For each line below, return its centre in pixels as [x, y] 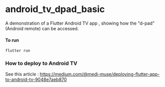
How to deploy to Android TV [41, 63]
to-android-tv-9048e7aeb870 [36, 79]
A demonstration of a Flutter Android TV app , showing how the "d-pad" [80, 23]
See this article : [22, 74]
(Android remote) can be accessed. [42, 28]
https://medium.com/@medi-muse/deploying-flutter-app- [100, 74]
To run [12, 40]
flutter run [18, 51]
